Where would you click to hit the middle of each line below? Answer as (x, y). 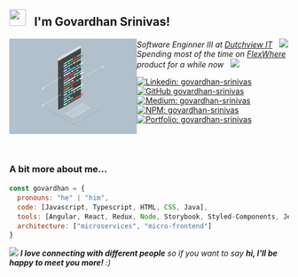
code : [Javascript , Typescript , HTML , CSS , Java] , (113, 207)
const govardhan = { (47, 189)
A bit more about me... (59, 169)
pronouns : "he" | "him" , (63, 198)
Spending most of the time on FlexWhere (212, 53)
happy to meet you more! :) (60, 263)
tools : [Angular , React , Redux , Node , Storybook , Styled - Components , (148, 217)
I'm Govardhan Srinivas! (102, 22)
